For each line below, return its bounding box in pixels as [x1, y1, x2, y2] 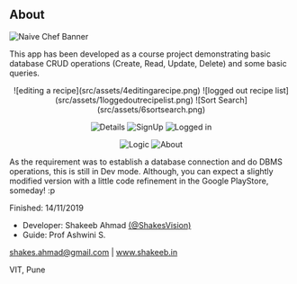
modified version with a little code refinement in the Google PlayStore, [9, 175, 269, 186]
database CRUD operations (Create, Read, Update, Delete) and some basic [9, 58, 287, 68]
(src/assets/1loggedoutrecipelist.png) [55, 94, 193, 105]
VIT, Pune [9, 264, 46, 275]
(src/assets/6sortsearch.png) [96, 103, 206, 115]
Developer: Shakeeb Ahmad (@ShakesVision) [22, 219, 192, 230]
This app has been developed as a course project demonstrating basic [9, 49, 272, 59]
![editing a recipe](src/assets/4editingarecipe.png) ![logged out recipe [13, 84, 274, 95]
